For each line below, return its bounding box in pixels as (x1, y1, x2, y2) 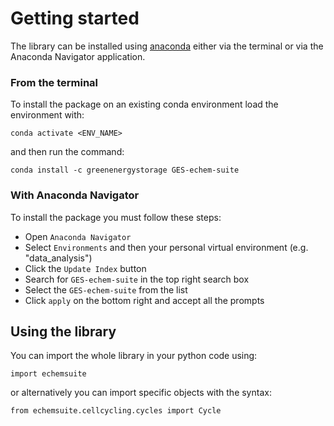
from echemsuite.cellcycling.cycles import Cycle (10, 406, 222, 416)
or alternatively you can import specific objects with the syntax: (10, 387, 272, 399)
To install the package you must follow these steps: (10, 211, 222, 223)
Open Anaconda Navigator (24, 230, 132, 242)
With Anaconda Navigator (10, 188, 140, 202)
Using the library (10, 323, 117, 340)
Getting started (10, 7, 140, 30)
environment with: (10, 109, 85, 121)
